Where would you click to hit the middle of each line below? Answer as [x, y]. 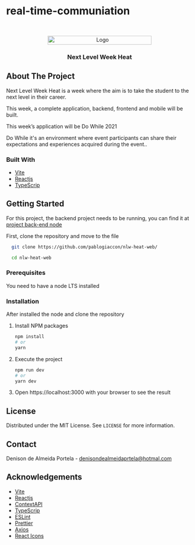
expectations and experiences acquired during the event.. [77, 144]
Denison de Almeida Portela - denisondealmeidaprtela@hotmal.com [89, 458]
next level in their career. [36, 97]
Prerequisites [26, 273]
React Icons [29, 535]
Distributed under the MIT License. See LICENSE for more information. [90, 425]
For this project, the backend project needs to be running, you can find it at [98, 218]
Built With [21, 159]
